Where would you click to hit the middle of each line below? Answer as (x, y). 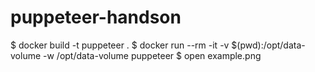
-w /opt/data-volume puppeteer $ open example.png (152, 55)
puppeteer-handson (96, 17)
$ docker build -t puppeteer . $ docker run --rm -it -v (120, 45)
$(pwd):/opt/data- (268, 45)
